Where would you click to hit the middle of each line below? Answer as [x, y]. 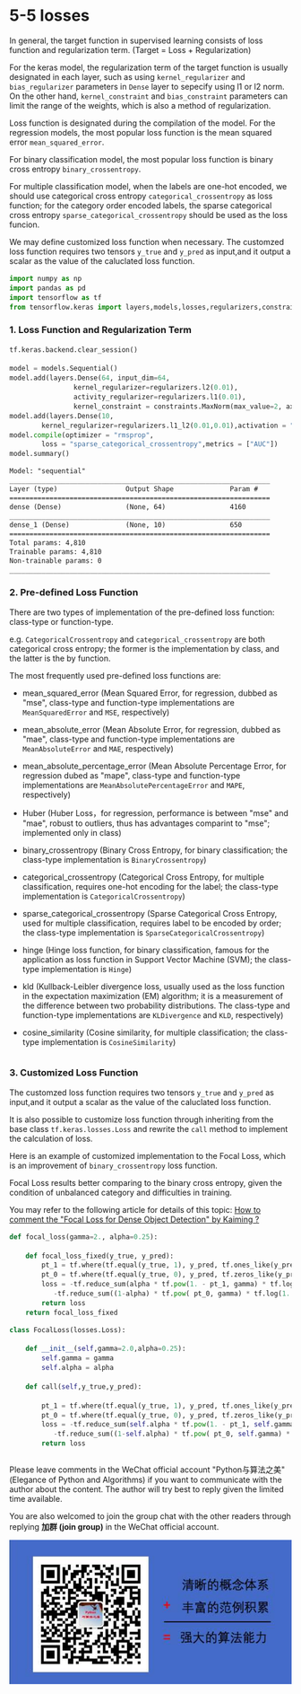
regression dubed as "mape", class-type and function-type [131, 775]
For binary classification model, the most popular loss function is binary [141, 159]
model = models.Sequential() [64, 369]
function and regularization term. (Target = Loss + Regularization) [130, 49]
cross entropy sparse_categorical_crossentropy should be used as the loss [149, 215]
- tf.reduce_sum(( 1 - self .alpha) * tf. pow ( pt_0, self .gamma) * [172, 1434]
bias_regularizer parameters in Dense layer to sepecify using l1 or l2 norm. [147, 86]
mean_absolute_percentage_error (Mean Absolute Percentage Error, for [154, 766]
